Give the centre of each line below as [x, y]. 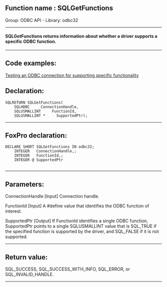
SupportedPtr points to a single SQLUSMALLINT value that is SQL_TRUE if [81, 226]
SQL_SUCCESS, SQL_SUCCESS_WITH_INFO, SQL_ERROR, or [68, 269]
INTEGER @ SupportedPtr [39, 160]
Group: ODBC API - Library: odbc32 [42, 20]
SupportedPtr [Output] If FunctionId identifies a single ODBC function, [77, 221]
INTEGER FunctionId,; [39, 156]
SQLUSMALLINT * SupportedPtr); [51, 116]
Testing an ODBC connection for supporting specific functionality [72, 75]
